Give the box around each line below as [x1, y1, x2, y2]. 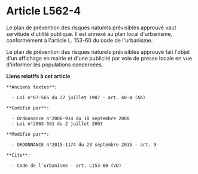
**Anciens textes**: [6, 84, 58, 90]
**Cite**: [6, 152, 31, 158]
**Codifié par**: [6, 105, 50, 111]
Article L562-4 [6, 4, 81, 18]
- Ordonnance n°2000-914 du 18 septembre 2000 [11, 115, 130, 121]
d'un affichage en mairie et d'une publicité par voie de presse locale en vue [6, 54, 193, 62]
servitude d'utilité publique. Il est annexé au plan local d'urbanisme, [6, 30, 173, 37]
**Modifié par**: [6, 131, 50, 137]
